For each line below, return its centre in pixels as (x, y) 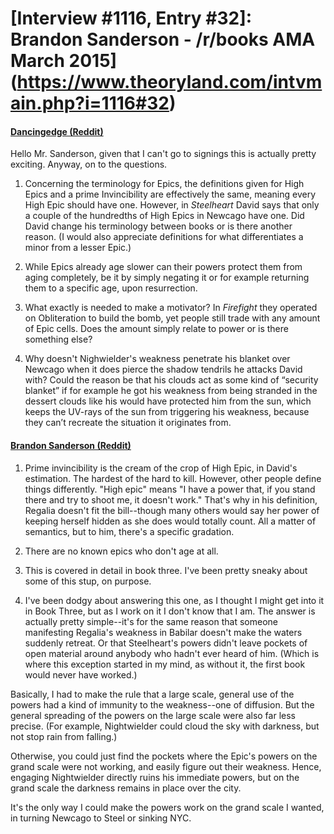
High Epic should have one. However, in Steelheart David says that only (172, 205)
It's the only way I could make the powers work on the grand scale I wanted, (167, 807)
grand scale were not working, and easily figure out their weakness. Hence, (166, 766)
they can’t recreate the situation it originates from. (128, 423)
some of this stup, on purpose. (88, 581)
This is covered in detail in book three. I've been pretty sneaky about (166, 570)
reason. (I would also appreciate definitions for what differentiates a (164, 237)
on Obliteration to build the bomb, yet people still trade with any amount (172, 318)
